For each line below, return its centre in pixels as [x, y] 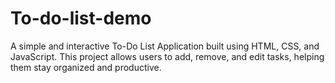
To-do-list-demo [81, 18]
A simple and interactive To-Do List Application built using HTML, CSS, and [165, 46]
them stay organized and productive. [86, 67]
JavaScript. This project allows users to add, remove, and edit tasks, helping [167, 56]
